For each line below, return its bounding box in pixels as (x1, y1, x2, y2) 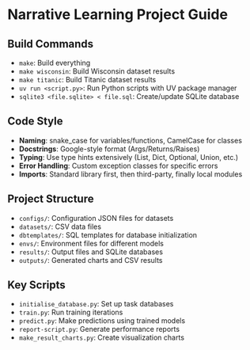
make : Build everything (18, 58, 91, 67)
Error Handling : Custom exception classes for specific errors (18, 161, 218, 170)
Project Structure (7, 192, 94, 206)
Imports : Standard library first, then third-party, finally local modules (18, 169, 243, 179)
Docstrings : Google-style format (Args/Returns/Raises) (18, 144, 200, 154)
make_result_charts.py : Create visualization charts (18, 333, 185, 342)
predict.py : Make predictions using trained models (18, 316, 186, 325)
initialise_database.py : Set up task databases (18, 299, 174, 309)
